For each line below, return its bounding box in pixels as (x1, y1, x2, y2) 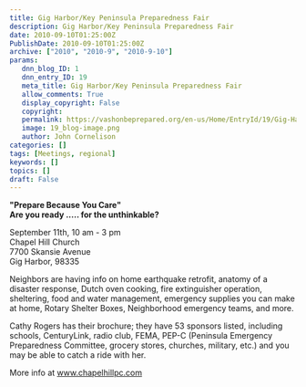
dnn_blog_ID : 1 (21, 65, 79, 74)
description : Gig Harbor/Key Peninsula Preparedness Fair (9, 22, 234, 31)
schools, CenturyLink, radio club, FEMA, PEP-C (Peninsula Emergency (9, 330, 273, 341)
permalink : (21, 115, 64, 124)
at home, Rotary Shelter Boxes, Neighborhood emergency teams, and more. (9, 303, 294, 314)
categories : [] (9, 141, 67, 150)
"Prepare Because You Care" (9, 200, 121, 211)
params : (9, 56, 39, 65)
